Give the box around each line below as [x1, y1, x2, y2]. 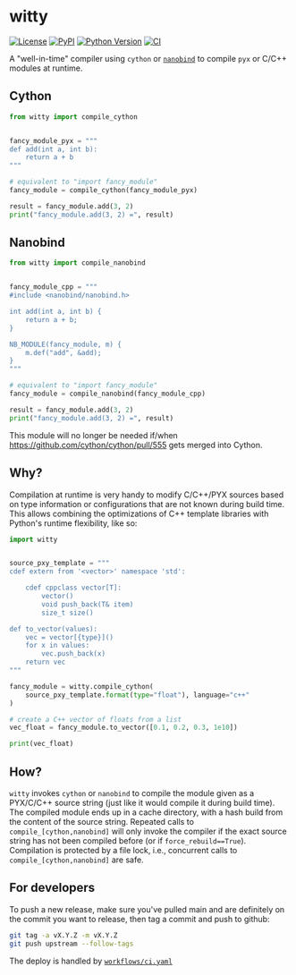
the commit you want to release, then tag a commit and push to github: [9, 913, 270, 924]
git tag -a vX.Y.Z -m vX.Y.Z [9, 930, 118, 940]
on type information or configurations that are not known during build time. [9, 498, 285, 509]
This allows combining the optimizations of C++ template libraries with [9, 508, 269, 519]
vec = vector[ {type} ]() [25, 632, 114, 641]
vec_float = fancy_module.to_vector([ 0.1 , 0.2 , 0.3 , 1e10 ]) [9, 723, 239, 733]
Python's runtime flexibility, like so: [9, 517, 138, 529]
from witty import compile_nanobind [9, 259, 146, 267]
